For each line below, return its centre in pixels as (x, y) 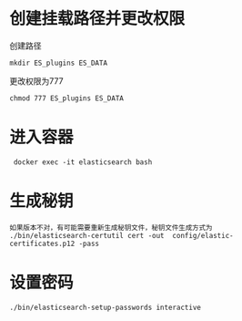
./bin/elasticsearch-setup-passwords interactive (106, 307)
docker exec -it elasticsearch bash (83, 162)
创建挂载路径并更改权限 (97, 19)
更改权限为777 (36, 81)
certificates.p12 (42, 243)
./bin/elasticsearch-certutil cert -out (87, 235)
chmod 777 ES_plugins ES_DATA (67, 98)
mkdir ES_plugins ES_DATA (58, 63)
